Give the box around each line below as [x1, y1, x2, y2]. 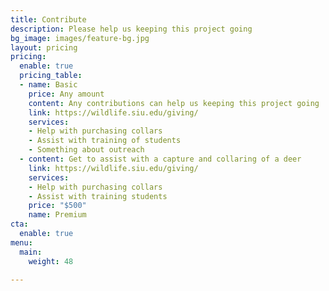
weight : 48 [28, 256, 74, 266]
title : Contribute [10, 14, 87, 25]
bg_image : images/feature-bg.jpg [10, 33, 150, 43]
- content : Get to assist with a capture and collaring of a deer [19, 154, 302, 164]
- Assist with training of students [28, 136, 182, 146]
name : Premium [28, 210, 87, 220]
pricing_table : [19, 71, 83, 81]
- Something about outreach [28, 145, 145, 155]
